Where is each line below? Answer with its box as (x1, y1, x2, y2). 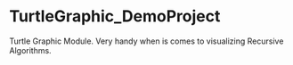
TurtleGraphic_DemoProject (9, 6, 221, 27)
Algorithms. (9, 45, 52, 55)
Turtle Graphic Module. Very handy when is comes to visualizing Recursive (9, 36, 284, 46)
